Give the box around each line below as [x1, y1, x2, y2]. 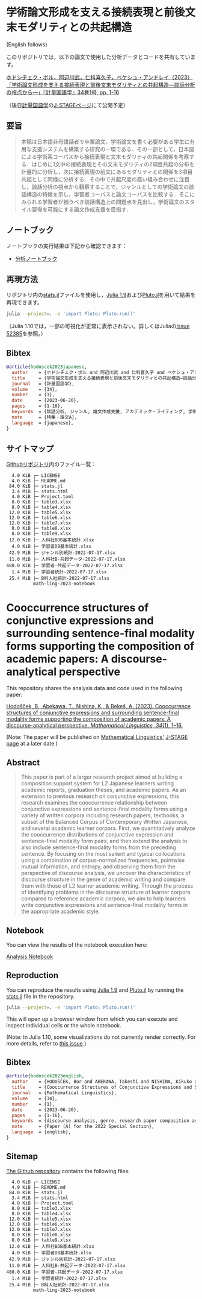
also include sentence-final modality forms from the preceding [20, 844, 176, 851]
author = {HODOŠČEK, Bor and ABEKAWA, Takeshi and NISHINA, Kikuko [11, 1079, 192, 1085]
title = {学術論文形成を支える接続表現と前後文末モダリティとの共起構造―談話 [11, 375, 192, 381]
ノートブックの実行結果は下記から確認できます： [6, 242, 127, 249]
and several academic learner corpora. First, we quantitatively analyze [20, 824, 195, 832]
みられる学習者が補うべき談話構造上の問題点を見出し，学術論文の [20, 198, 185, 205]
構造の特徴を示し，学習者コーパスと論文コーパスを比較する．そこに [26, 190, 195, 198]
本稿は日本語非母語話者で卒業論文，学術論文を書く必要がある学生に [20, 138, 190, 145]
